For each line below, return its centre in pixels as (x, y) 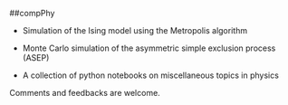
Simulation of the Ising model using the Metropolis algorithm (134, 30)
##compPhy (32, 13)
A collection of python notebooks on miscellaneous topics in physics (150, 75)
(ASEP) (36, 57)
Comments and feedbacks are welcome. (85, 93)
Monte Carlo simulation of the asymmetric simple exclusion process (149, 48)
